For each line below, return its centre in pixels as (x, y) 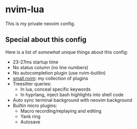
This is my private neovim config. (40, 24)
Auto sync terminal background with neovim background (72, 100)
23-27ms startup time (36, 62)
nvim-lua (25, 9)
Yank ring (30, 116)
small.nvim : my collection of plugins (50, 78)
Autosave (30, 122)
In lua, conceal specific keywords (55, 89)
